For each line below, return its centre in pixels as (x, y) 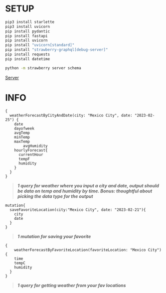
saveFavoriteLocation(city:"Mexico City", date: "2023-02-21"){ (78, 210)
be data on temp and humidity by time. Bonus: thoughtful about (85, 191)
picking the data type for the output (55, 196)
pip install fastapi (27, 36)
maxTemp (22, 142)
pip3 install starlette (30, 22)
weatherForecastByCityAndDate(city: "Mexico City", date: (71, 115)
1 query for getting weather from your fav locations (72, 285)
